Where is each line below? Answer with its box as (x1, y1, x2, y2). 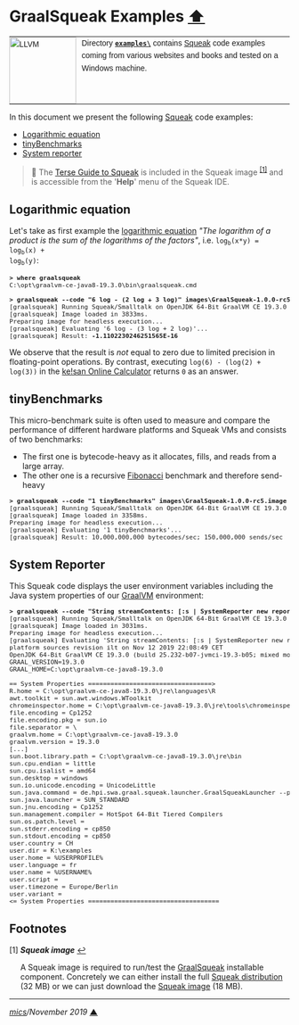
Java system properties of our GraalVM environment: (9, 591, 205, 601)
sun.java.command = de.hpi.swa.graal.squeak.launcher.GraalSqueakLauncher (9, 789, 276, 798)
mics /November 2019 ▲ (9, 1006, 98, 1017)
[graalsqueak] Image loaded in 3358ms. (9, 511, 149, 520)
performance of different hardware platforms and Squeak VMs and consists (9, 425, 287, 435)
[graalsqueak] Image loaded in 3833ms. (9, 310, 149, 318)
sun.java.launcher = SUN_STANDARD (9, 796, 130, 805)
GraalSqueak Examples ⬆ (9, 6, 206, 27)
